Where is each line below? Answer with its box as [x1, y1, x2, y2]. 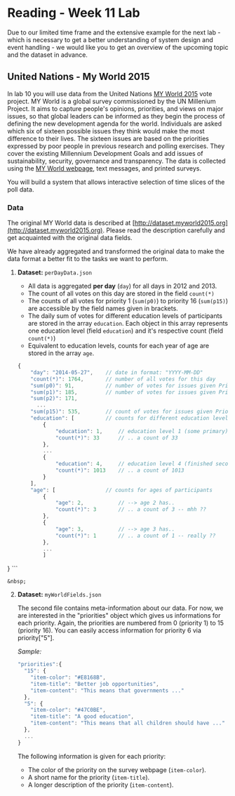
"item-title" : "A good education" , [30, 713, 135, 720]
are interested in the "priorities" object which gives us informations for [17, 611, 221, 620]
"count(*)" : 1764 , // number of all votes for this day [30, 376, 216, 383]
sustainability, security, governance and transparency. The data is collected [7, 157, 226, 165]
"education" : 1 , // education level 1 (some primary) [55, 427, 229, 435]
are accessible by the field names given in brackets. [27, 304, 179, 313]
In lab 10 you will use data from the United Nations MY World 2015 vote [7, 89, 213, 98]
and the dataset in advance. [7, 51, 88, 59]
